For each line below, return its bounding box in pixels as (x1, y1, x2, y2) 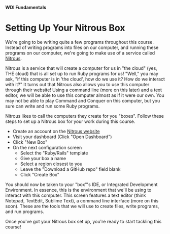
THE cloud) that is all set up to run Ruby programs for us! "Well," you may (5, 70, 158, 76)
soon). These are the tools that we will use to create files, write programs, (5, 203, 159, 209)
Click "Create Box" (20, 171, 60, 177)
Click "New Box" (12, 139, 48, 145)
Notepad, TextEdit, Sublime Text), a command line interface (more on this (5, 197, 159, 203)
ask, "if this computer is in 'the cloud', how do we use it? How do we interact (5, 76, 165, 82)
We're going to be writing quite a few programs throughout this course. (5, 39, 154, 45)
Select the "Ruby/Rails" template (20, 150, 88, 156)
